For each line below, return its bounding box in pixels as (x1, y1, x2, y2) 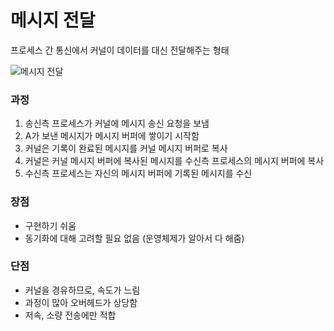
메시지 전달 (10, 9, 96, 32)
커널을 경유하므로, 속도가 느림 (24, 284, 141, 296)
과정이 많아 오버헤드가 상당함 (24, 296, 138, 308)
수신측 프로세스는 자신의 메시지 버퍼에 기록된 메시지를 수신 (24, 167, 253, 180)
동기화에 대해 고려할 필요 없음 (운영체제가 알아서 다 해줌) (24, 232, 245, 244)
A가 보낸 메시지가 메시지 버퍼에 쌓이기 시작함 (24, 130, 200, 142)
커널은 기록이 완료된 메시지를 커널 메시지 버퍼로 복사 (24, 142, 228, 155)
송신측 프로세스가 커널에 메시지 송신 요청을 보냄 (24, 117, 210, 130)
